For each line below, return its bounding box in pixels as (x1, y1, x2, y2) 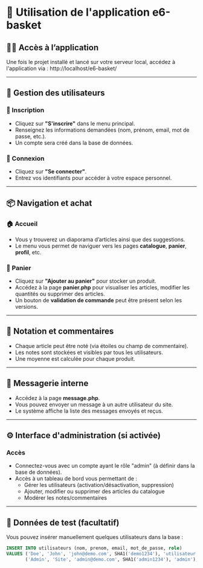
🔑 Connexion (6, 154, 45, 163)
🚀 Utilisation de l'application (6, 5, 150, 19)
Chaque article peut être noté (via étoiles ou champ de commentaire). (14, 342, 188, 349)
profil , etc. (14, 248, 42, 256)
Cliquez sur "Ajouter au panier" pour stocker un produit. (14, 277, 156, 285)
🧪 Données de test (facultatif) (6, 517, 120, 528)
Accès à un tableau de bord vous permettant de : (14, 475, 138, 482)
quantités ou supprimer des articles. (14, 290, 105, 297)
